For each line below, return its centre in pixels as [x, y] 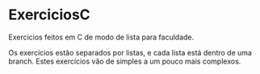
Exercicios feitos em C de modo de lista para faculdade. [101, 37]
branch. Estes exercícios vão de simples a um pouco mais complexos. [125, 61]
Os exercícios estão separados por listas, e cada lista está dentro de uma [130, 52]
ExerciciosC [49, 15]
